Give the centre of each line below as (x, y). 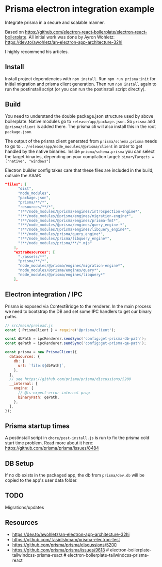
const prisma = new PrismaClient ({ (41, 352)
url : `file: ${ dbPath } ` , (42, 366)
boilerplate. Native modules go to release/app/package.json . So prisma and (80, 121)
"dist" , (26, 189)
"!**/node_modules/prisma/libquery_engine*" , (65, 239)
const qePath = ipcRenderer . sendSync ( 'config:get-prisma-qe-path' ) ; (76, 343)
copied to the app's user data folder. (41, 480)
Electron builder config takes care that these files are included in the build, (79, 170)
